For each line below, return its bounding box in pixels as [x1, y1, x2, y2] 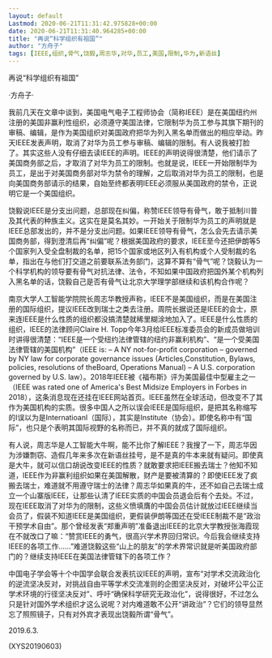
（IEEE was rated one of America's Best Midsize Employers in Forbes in [8, 382, 247, 392]
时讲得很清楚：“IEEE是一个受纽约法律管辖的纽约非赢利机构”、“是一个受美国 [8, 334, 260, 344]
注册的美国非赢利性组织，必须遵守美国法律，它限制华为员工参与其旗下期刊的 [8, 118, 264, 127]
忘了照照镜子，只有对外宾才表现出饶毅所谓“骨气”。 [8, 609, 178, 619]
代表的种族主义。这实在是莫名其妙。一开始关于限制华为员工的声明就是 [22, 216, 257, 226]
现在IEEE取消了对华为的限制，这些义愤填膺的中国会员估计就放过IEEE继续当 [8, 501, 258, 510]
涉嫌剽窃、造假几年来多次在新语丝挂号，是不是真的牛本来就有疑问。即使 [15, 450, 257, 459]
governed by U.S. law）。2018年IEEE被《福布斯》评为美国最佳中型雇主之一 [8, 372, 257, 381]
